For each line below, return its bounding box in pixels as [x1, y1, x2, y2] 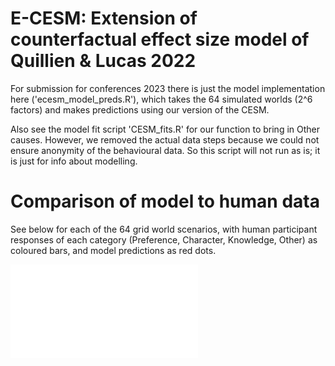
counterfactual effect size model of [10, 28, 310, 51]
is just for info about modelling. [10, 155, 138, 167]
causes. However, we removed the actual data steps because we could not [10, 133, 320, 146]
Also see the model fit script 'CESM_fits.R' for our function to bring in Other [10, 123, 320, 135]
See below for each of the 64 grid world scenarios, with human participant [10, 223, 318, 235]
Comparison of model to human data [10, 190, 320, 213]
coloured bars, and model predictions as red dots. [10, 244, 217, 256]
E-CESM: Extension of [10, 7, 198, 30]
